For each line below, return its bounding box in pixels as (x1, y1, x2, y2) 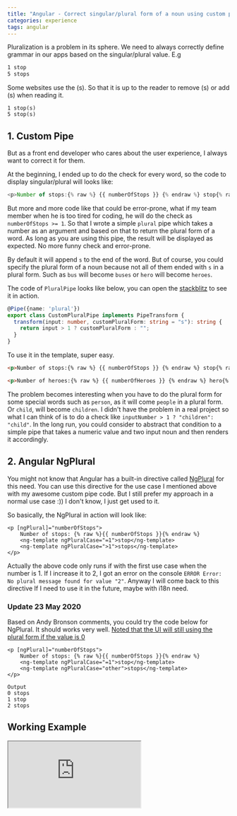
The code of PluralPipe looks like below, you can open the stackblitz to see (7, 284, 228, 292)
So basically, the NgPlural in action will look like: (7, 511, 147, 519)
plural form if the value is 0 (7, 632, 86, 641)
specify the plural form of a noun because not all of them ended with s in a (7, 262, 224, 271)
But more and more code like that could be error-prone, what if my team (7, 204, 217, 212)
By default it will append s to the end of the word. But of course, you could (7, 255, 224, 264)
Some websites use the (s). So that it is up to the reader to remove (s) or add (7, 83, 230, 92)
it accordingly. (7, 435, 49, 443)
